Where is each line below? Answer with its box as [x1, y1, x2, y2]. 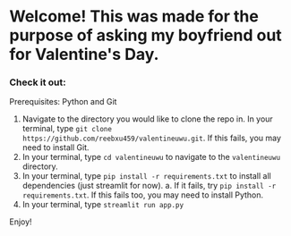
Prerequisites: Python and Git [9, 97, 117, 107]
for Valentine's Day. [9, 45, 159, 64]
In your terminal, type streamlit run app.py [21, 199, 184, 210]
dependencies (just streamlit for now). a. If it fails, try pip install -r [21, 181, 277, 191]
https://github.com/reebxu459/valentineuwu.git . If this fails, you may [21, 132, 282, 144]
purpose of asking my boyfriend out [9, 25, 282, 46]
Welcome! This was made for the [9, 6, 260, 27]
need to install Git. [21, 142, 90, 153]
